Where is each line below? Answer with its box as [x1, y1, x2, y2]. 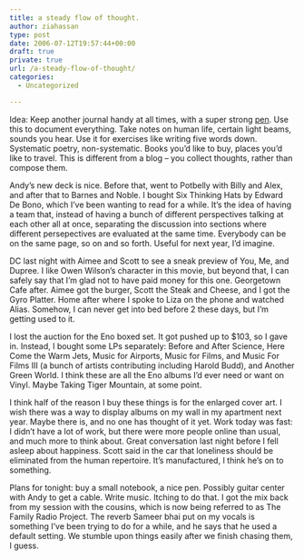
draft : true [9, 47, 54, 56]
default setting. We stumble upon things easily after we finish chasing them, [9, 530, 293, 541]
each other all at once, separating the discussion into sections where [9, 218, 268, 229]
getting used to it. [9, 313, 75, 324]
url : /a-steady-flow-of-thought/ [9, 65, 136, 74]
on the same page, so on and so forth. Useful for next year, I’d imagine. [9, 237, 275, 248]
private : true [9, 55, 64, 65]
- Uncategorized [17, 81, 79, 90]
